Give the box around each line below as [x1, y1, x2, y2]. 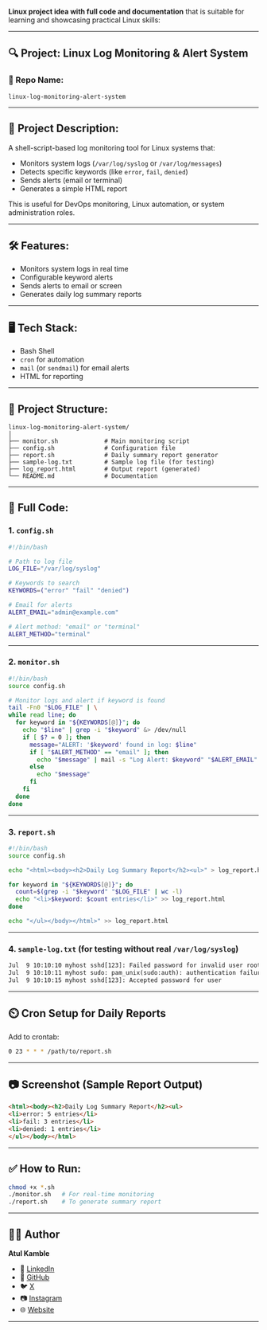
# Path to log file [8, 557, 73, 565]
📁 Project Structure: [8, 402, 109, 416]
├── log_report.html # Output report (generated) [8, 465, 201, 473]
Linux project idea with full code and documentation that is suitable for [8, 7, 245, 16]
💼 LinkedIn [19, 1264, 55, 1273]
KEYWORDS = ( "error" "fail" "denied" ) [8, 587, 130, 595]
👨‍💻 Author [8, 1227, 60, 1241]
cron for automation [19, 354, 85, 365]
